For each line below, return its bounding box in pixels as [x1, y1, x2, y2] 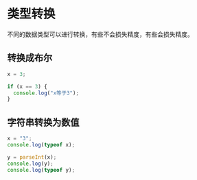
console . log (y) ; [7, 160, 54, 167]
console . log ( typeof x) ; [7, 141, 76, 148]
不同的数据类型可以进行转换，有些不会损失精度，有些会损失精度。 [7, 30, 194, 38]
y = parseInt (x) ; [7, 153, 57, 161]
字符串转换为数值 [7, 116, 80, 128]
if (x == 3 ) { [7, 83, 48, 90]
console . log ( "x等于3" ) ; [13, 90, 80, 97]
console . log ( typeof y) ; [7, 166, 76, 173]
